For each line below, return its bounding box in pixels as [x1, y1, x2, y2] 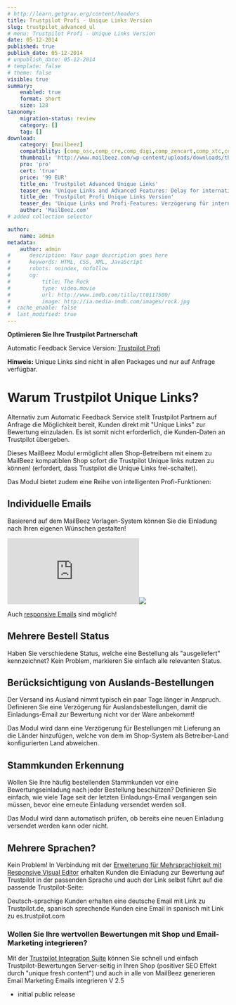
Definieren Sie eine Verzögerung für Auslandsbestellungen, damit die [7, 703, 208, 712]
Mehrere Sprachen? [7, 842, 96, 854]
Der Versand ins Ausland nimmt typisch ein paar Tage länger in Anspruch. [7, 695, 221, 704]
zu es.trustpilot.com [7, 912, 65, 920]
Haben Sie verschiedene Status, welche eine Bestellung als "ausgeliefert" [7, 649, 221, 657]
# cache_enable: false [7, 304, 77, 312]
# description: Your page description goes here [7, 252, 169, 259]
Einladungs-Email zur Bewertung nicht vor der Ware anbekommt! [7, 710, 195, 719]
